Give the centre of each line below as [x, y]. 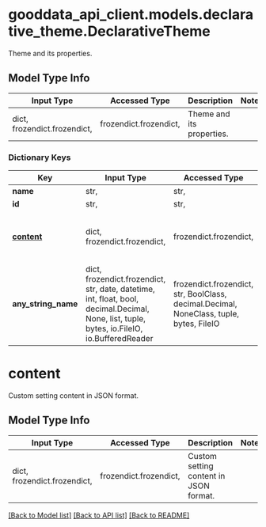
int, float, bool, [112, 299]
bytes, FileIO [196, 324]
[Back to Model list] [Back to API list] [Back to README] [99, 515]
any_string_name [45, 304]
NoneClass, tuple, [206, 314]
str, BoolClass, [200, 294]
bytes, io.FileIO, [114, 328]
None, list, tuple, [116, 319]
